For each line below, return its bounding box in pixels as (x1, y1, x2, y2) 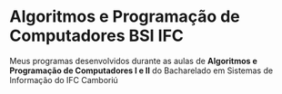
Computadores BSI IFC (9, 25, 185, 46)
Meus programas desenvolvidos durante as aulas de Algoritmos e (9, 55, 257, 66)
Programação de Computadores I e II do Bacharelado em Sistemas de (9, 65, 274, 76)
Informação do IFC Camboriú (9, 74, 118, 85)
